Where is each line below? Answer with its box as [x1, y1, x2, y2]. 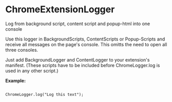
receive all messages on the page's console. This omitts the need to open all [5, 41, 167, 47]
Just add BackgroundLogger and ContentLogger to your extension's [5, 56, 150, 63]
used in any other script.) [5, 68, 59, 74]
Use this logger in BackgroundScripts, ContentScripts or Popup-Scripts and [5, 36, 165, 42]
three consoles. [5, 47, 39, 53]
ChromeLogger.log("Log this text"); [5, 92, 84, 97]
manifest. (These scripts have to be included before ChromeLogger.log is [5, 62, 160, 68]
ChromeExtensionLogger [5, 4, 115, 15]
